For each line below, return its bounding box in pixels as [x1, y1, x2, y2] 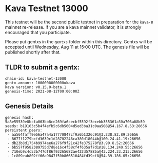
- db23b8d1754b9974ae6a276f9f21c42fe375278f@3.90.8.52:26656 [7, 141, 134, 145]
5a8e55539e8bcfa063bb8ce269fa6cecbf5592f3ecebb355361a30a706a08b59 [5, 119, 145, 124]
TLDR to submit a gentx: [5, 63, 79, 72]
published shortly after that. [5, 49, 61, 55]
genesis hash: [5, 115, 34, 120]
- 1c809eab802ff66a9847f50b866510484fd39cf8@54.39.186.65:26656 [7, 153, 140, 158]
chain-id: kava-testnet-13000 [5, 76, 67, 81]
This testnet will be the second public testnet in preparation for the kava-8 [5, 19, 154, 25]
